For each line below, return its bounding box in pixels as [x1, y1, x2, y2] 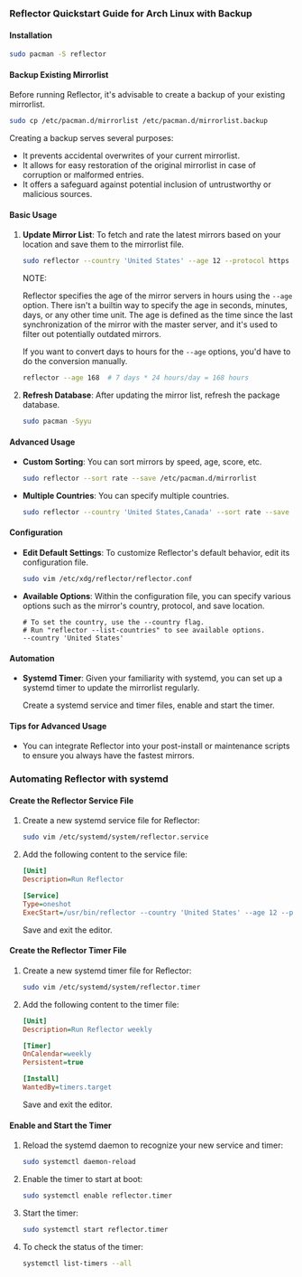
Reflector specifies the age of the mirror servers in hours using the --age [22, 290, 293, 301]
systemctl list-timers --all [22, 1259, 133, 1268]
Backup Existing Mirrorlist [9, 69, 109, 80]
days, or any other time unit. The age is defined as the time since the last [22, 310, 293, 321]
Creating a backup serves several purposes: [9, 133, 174, 144]
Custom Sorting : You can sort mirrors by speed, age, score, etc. [22, 456, 262, 467]
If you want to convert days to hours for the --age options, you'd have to [22, 346, 291, 357]
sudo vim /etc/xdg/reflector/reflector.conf [22, 575, 193, 584]
